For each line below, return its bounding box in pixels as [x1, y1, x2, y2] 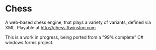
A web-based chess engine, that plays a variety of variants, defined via [5, 19, 151, 25]
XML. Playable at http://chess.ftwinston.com [5, 24, 96, 30]
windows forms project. [5, 39, 54, 45]
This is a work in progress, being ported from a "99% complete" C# [5, 34, 144, 40]
